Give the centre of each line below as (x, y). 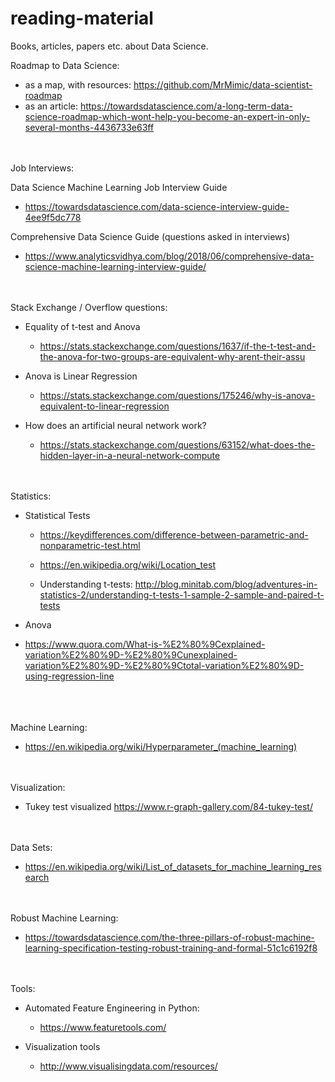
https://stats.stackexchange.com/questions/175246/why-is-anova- (177, 395)
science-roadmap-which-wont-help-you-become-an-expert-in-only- (167, 116)
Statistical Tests (57, 515)
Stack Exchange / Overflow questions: (89, 307)
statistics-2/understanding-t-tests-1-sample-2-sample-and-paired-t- (182, 594)
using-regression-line (69, 676)
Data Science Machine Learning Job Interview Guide (119, 187)
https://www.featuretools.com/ (103, 1027)
